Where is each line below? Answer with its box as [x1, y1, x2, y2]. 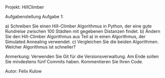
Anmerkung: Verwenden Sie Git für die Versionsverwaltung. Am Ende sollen [5, 53, 159, 59]
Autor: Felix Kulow [5, 68, 42, 74]
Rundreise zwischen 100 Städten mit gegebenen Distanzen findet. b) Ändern [5, 28, 161, 34]
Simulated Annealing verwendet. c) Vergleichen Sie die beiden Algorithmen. [5, 39, 159, 45]
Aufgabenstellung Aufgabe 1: [5, 14, 64, 19]
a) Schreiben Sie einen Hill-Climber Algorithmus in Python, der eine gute [5, 23, 152, 29]
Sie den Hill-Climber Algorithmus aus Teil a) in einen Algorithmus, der [5, 34, 146, 39]
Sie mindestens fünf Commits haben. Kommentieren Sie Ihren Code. [5, 59, 144, 64]
